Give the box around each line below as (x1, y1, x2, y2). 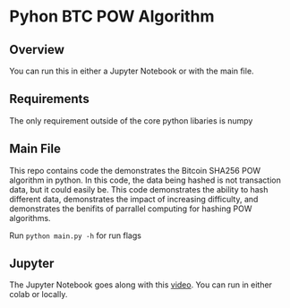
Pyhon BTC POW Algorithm (9, 6, 215, 27)
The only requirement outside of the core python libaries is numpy (9, 115, 253, 126)
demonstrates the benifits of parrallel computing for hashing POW (9, 203, 252, 214)
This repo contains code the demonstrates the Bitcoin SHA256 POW (9, 165, 261, 175)
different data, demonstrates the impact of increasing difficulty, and (9, 193, 259, 204)
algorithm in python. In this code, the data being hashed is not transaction (9, 175, 282, 185)
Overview (9, 42, 65, 57)
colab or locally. (9, 289, 68, 300)
